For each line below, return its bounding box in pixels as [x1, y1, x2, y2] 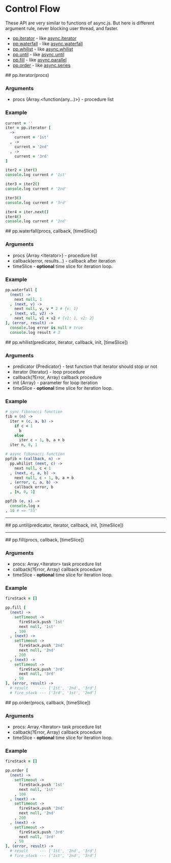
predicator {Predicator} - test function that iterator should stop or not [12, 363, 158, 369]
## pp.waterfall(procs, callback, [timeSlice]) [5, 228, 98, 234]
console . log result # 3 [10, 330, 60, 335]
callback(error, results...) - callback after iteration [12, 257, 116, 264]
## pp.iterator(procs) [5, 72, 49, 78]
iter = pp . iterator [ [5, 125, 51, 130]
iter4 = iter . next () [5, 209, 49, 214]
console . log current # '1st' [5, 172, 67, 178]
